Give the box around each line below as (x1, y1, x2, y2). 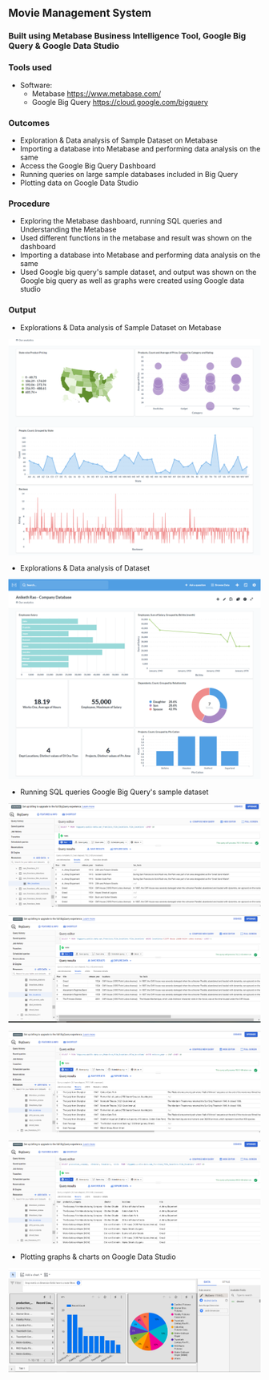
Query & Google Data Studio (8, 40, 120, 51)
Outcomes (8, 117, 50, 128)
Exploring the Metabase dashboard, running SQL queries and (19, 216, 223, 226)
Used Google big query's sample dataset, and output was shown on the (19, 268, 257, 277)
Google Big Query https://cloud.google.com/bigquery (31, 97, 208, 107)
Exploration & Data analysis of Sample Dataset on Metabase (19, 135, 218, 145)
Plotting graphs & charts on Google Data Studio (19, 1252, 176, 1261)
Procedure (8, 198, 50, 209)
